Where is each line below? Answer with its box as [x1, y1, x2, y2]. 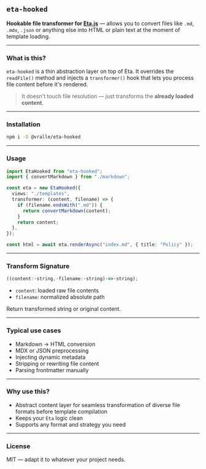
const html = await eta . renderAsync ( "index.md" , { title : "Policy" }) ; [6, 242, 193, 248]
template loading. [6, 32, 50, 40]
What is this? [6, 53, 46, 62]
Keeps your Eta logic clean [15, 414, 83, 422]
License [6, 441, 31, 450]
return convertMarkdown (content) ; [22, 208, 112, 214]
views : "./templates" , [12, 191, 70, 197]
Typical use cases [6, 326, 61, 335]
